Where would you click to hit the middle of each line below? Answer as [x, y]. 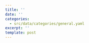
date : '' [14, 14]
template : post [21, 33]
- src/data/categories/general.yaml [47, 23]
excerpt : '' [17, 28]
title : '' [15, 10]
